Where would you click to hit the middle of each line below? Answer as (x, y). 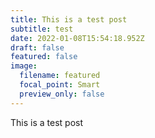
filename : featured (60, 76)
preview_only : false (62, 94)
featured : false (44, 57)
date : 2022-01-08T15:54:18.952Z (77, 38)
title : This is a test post (69, 19)
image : (24, 66)
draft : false (37, 47)
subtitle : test (42, 29)
